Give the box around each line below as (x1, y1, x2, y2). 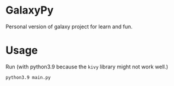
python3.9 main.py (5, 74, 51, 80)
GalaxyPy (5, 4, 54, 17)
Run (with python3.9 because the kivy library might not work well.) (5, 63, 169, 70)
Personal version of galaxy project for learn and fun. (5, 23, 133, 30)
